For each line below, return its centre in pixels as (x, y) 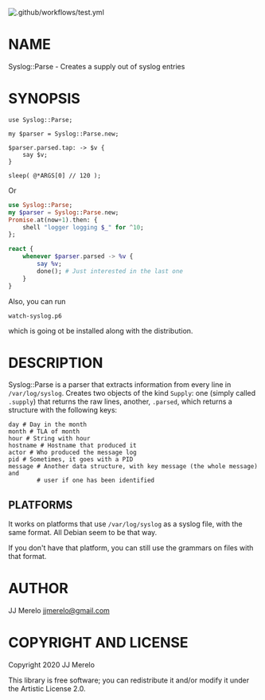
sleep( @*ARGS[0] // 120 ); (55, 175)
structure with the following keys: (63, 410)
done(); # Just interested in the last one (110, 271)
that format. (27, 557)
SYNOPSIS (45, 99)
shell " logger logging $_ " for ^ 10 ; (84, 227)
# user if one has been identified (96, 481)
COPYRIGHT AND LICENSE (98, 643)
